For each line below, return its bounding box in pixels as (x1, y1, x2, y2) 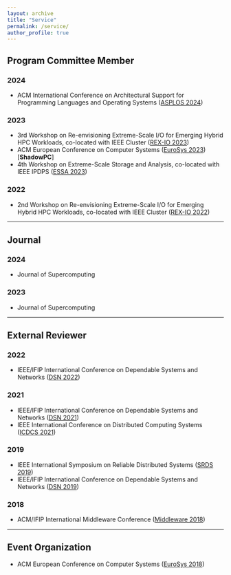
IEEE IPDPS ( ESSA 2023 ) (16, 168, 88, 176)
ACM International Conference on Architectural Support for (16, 91, 184, 99)
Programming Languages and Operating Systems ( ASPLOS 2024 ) (16, 98, 203, 107)
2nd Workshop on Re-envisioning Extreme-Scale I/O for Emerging (16, 200, 204, 208)
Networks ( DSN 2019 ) (16, 482, 79, 490)
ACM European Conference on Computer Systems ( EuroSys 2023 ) (16, 146, 206, 154)
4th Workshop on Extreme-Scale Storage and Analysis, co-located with (16, 160, 220, 169)
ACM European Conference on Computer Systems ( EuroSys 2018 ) (16, 560, 205, 568)
